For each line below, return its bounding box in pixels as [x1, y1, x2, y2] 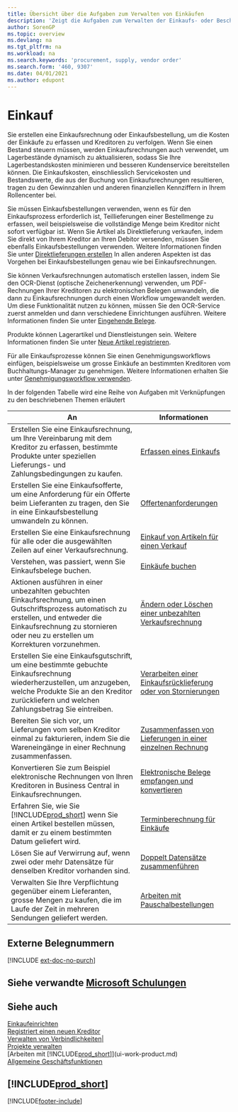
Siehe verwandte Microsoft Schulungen [7, 976, 186, 988]
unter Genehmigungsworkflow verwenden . [7, 374, 132, 383]
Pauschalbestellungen [140, 900, 215, 909]
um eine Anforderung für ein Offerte [11, 490, 131, 500]
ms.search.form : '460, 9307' [7, 63, 93, 70]
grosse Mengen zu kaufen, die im [11, 895, 122, 905]
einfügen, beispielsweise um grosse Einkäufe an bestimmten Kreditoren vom [7, 360, 231, 368]
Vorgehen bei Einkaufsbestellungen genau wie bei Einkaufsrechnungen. [7, 257, 217, 266]
